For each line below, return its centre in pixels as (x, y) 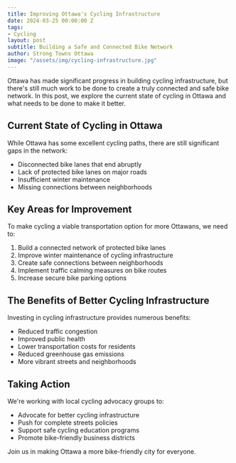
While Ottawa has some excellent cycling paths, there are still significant (113, 142)
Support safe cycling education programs (79, 430)
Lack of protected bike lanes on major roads (82, 172)
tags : (15, 27)
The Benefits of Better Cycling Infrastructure (108, 300)
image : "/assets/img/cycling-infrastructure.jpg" (82, 61)
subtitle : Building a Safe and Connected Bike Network (90, 47)
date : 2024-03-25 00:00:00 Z (50, 21)
